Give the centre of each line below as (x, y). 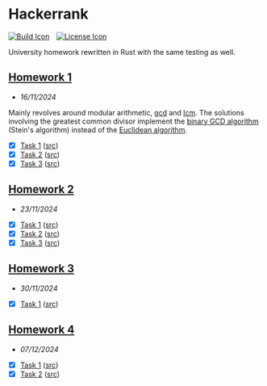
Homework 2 (41, 189)
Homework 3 (41, 269)
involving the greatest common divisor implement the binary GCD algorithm (134, 121)
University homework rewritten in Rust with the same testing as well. (122, 52)
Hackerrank (48, 14)
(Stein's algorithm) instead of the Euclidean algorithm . (98, 129)
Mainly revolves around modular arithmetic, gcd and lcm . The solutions (126, 112)
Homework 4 (42, 330)
